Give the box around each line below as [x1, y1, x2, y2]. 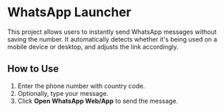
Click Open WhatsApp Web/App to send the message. [17, 97, 179, 105]
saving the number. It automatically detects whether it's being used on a [7, 35, 218, 43]
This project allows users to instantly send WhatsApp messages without [7, 27, 217, 36]
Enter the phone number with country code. [17, 82, 146, 90]
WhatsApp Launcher [7, 4, 132, 20]
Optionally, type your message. [17, 89, 109, 97]
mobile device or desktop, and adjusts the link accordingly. [7, 42, 179, 51]
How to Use [7, 63, 59, 75]
